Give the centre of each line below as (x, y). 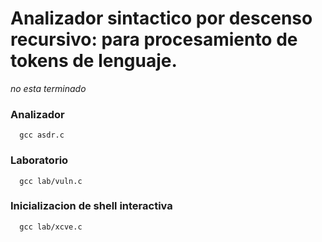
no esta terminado (48, 88)
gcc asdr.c (42, 135)
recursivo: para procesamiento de (154, 39)
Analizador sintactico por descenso (161, 18)
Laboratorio (39, 160)
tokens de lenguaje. (94, 61)
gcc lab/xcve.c (51, 227)
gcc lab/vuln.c (51, 181)
